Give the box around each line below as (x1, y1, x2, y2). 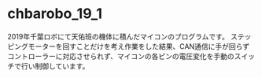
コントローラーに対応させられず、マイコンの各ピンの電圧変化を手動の (7, 51, 235, 61)
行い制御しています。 (20, 61, 90, 71)
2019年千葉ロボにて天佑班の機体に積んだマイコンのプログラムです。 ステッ (7, 32, 252, 41)
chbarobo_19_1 (7, 5, 103, 23)
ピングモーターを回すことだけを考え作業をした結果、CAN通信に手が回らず (7, 41, 249, 51)
